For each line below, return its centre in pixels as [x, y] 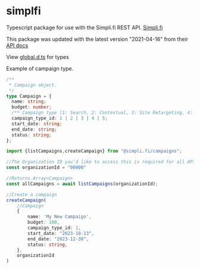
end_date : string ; [35, 129]
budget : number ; [32, 107]
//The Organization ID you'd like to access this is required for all [96, 162]
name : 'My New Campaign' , [60, 217]
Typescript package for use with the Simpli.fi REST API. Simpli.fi [85, 27]
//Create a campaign [32, 194]
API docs [17, 45]
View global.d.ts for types [38, 57]
